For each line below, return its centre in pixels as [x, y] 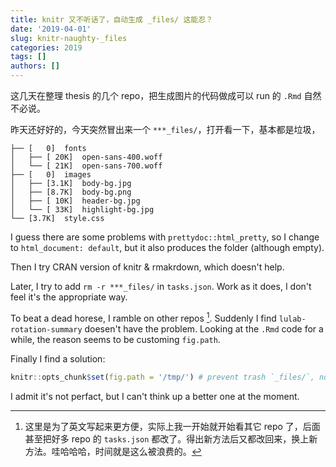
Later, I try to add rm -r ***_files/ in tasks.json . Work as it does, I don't [161, 286]
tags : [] [28, 57]
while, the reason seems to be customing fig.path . [115, 339]
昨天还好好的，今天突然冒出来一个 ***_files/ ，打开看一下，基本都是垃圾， [165, 129]
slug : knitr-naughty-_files [69, 38]
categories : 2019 [46, 47]
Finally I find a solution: [58, 358]
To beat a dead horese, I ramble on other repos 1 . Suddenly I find [143, 317]
